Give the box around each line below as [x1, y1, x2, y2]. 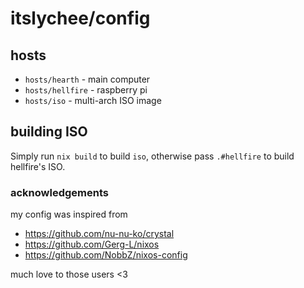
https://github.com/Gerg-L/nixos [24, 238, 160, 251]
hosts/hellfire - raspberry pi [24, 84, 148, 96]
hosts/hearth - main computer [24, 73, 151, 85]
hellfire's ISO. [10, 160, 66, 172]
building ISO [10, 123, 88, 141]
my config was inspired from [10, 208, 128, 221]
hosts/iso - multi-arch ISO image [24, 95, 162, 106]
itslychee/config [10, 7, 151, 30]
